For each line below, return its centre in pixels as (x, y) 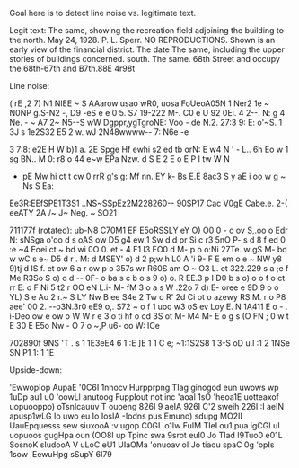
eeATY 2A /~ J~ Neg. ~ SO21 (63, 213)
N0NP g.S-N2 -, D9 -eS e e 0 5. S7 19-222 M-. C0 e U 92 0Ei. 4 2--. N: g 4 (147, 113)
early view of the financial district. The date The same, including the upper (147, 49)
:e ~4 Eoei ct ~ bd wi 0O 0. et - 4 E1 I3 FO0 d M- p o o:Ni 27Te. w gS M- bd (148, 249)
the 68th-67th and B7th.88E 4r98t (72, 68)
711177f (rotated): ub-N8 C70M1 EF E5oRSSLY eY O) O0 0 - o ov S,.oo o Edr (149, 230)
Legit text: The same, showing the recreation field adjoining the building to (147, 30)
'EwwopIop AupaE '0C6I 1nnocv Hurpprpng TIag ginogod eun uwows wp (145, 387)
